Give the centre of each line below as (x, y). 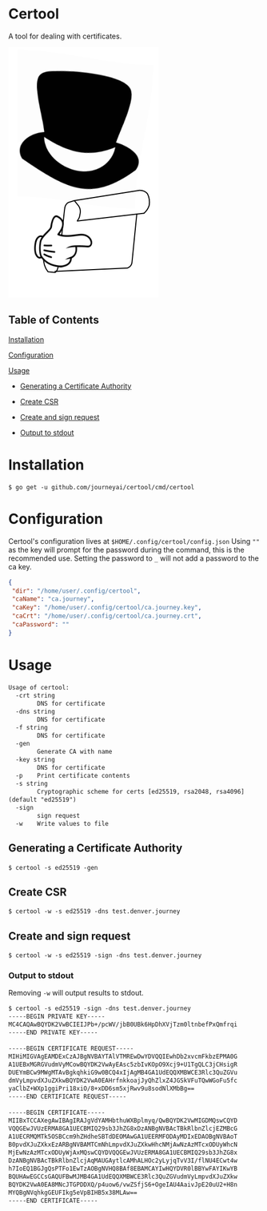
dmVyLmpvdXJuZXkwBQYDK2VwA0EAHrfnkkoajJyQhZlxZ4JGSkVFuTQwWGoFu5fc (123, 1081)
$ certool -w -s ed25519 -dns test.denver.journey (94, 911)
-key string (36, 759)
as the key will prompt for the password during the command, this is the (127, 549)
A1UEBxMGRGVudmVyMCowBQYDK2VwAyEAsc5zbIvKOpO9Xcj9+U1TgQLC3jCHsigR (123, 1065)
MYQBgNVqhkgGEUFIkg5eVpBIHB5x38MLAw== (73, 1193)
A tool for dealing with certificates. (65, 36)
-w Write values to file (62, 823)
